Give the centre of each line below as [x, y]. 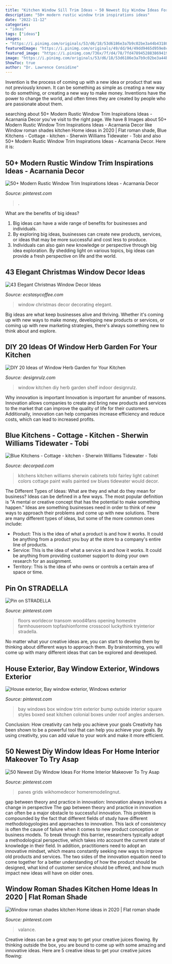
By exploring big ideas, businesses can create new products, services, [87, 234]
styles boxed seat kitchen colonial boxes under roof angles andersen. [91, 715]
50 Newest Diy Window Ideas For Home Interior [82, 752]
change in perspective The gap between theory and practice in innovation [83, 807]
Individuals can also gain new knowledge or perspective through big [85, 245]
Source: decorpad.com [30, 466]
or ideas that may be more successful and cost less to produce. [80, 239]
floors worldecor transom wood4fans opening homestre [77, 621]
